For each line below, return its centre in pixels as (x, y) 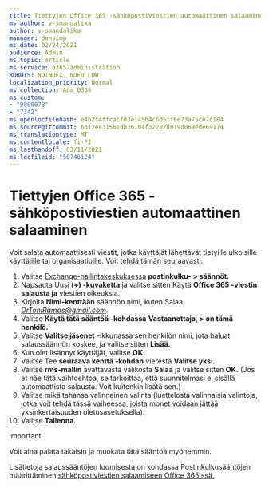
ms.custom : (27, 97)
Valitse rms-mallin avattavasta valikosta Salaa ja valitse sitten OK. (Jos (138, 370)
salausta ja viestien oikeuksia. (70, 293)
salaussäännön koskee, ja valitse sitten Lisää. (95, 344)
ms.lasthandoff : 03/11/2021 (56, 149)
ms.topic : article (40, 61)
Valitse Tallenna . (48, 421)
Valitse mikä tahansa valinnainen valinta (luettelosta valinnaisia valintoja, (139, 395)
